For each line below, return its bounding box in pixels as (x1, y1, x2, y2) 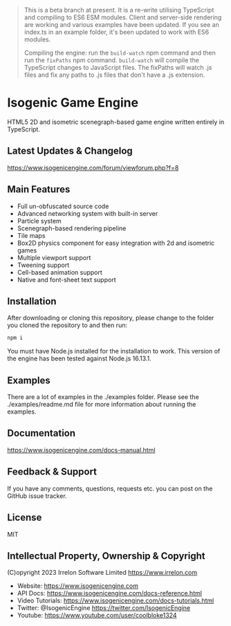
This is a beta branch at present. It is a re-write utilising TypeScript (24, 6, 214, 14)
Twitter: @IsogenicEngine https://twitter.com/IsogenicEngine (17, 604, 191, 612)
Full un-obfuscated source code (17, 202, 109, 210)
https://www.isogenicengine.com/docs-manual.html (7, 445, 156, 454)
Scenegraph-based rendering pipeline (17, 224, 127, 232)
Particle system (17, 217, 62, 225)
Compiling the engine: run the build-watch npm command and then (24, 48, 216, 57)
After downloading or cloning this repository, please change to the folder (7, 314, 214, 322)
